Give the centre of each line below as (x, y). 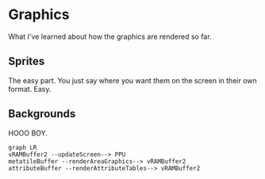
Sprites (27, 61)
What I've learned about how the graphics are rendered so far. (110, 36)
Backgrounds (42, 114)
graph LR (23, 147)
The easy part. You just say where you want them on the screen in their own (133, 80)
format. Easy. (30, 89)
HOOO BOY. (28, 133)
